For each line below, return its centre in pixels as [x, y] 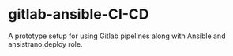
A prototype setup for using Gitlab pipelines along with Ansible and [117, 36]
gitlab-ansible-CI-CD [79, 14]
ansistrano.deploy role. [45, 44]
